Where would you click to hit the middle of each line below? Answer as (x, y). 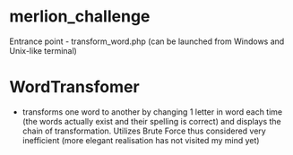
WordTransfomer (75, 87)
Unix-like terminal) (43, 50)
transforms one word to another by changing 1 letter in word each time (152, 112)
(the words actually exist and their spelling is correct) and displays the (152, 121)
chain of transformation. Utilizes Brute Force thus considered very (144, 131)
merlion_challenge (80, 17)
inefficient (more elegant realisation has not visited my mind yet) (141, 140)
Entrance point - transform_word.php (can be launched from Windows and (147, 41)
